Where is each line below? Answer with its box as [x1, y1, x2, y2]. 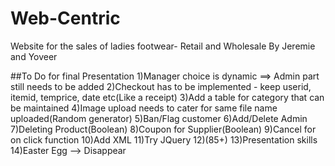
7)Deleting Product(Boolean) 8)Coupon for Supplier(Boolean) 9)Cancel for [10, 123, 317, 135]
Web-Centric [10, 7, 121, 30]
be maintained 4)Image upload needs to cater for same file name [10, 102, 278, 114]
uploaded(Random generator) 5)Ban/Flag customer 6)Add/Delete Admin [10, 112, 308, 124]
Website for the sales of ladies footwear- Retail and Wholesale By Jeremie [10, 40, 316, 52]
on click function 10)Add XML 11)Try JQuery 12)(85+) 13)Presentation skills [10, 133, 318, 146]
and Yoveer [10, 50, 58, 62]
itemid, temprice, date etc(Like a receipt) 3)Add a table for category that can [10, 91, 325, 103]
